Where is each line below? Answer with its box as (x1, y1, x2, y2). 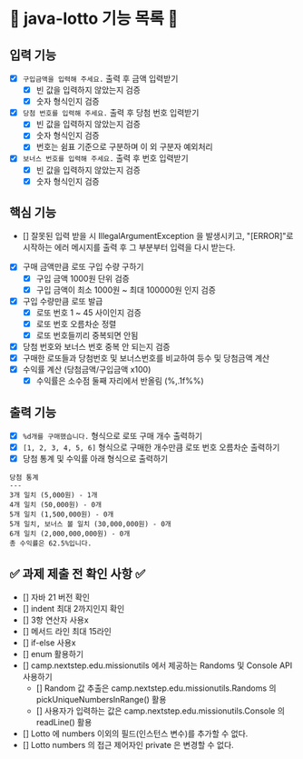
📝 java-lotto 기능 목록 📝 (9, 8, 179, 29)
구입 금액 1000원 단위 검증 (35, 273, 130, 284)
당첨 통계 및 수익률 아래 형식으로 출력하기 (22, 454, 169, 464)
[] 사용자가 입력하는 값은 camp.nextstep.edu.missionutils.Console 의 (35, 705, 286, 716)
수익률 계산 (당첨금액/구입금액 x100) (22, 365, 151, 375)
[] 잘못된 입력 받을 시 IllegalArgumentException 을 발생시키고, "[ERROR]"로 (22, 231, 294, 242)
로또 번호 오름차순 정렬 (35, 318, 117, 329)
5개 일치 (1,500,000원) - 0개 (9, 510, 114, 519)
